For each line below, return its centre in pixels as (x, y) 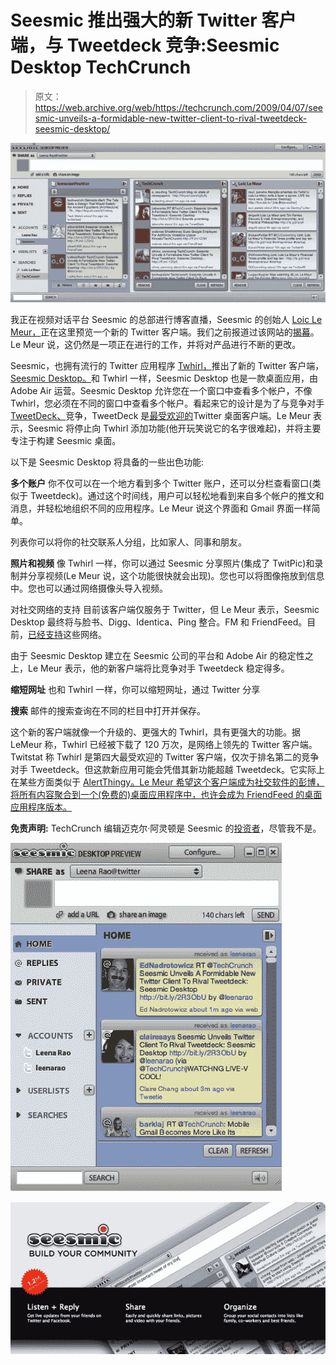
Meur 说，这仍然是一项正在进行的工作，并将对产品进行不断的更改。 (162, 345)
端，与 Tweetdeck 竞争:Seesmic (145, 45)
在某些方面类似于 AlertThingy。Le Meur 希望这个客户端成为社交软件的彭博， (167, 782)
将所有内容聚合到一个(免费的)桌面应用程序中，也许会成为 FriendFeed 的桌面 (166, 795)
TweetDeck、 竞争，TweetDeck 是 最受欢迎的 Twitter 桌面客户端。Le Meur (161, 416)
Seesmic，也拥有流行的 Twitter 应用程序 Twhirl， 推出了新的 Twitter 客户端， (167, 366)
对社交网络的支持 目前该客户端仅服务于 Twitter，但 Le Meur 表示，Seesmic (165, 610)
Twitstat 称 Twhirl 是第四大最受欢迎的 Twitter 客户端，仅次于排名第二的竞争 (165, 757)
